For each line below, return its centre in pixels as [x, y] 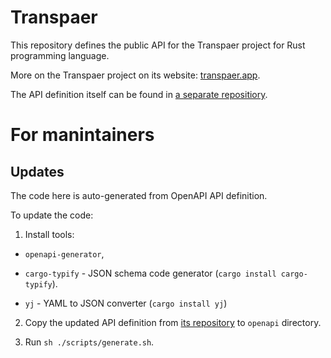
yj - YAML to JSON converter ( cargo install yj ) [126, 303]
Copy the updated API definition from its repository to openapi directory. [173, 322]
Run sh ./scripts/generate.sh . [89, 342]
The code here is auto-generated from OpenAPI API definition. [139, 195]
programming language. [60, 55]
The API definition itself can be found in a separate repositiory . [139, 94]
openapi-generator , [64, 253]
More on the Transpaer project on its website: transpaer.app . [135, 75]
